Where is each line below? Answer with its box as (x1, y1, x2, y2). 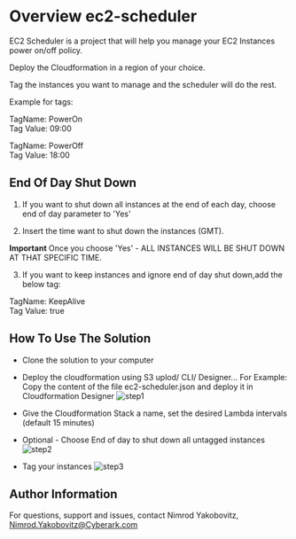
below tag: (21, 278, 61, 289)
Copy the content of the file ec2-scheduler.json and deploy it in (21, 381, 254, 392)
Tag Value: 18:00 (9, 149, 71, 160)
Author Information (9, 486, 118, 502)
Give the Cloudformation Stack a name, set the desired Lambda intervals (21, 408, 288, 418)
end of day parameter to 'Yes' (21, 208, 131, 219)
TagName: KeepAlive (9, 295, 86, 307)
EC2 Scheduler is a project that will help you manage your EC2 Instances (9, 35, 276, 46)
